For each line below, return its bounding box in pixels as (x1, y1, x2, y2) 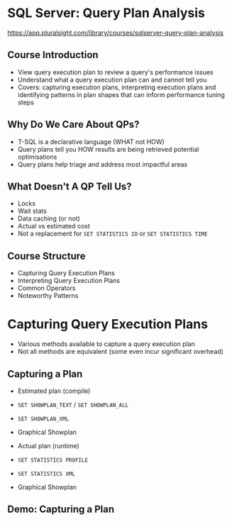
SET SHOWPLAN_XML (17, 415, 70, 423)
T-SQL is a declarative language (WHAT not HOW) (17, 137, 165, 146)
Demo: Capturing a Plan (7, 504, 115, 516)
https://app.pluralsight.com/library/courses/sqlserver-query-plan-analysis (7, 28, 223, 37)
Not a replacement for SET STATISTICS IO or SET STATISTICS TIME (17, 229, 208, 238)
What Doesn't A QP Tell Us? (7, 180, 133, 192)
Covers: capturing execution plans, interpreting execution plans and (17, 83, 216, 91)
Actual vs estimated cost (17, 222, 90, 231)
